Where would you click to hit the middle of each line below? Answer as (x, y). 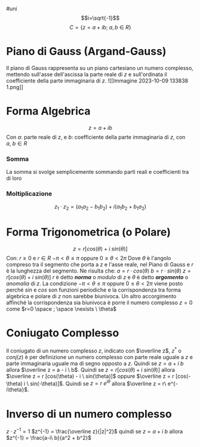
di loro (14, 178)
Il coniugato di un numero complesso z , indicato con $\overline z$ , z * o (94, 350)
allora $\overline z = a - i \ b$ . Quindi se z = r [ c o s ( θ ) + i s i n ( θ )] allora (90, 369)
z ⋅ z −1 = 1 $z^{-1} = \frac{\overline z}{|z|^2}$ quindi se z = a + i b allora (95, 431)
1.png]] (15, 87)
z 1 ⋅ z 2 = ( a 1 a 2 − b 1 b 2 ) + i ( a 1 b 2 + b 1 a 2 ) (100, 207)
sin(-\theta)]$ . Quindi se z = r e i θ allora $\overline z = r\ (98, 383)
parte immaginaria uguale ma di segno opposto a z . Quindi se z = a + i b (95, 363)
